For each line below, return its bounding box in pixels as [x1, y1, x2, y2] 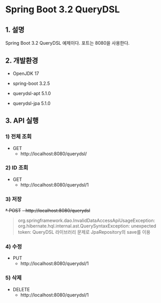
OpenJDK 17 [12, 70, 39, 77]
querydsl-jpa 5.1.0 [12, 100, 51, 106]
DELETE [12, 286, 30, 292]
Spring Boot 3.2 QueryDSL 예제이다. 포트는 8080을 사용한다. [5, 40, 130, 46]
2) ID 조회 [5, 164, 28, 172]
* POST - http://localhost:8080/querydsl [5, 207, 91, 214]
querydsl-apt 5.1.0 [12, 90, 51, 96]
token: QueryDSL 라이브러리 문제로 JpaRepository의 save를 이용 [17, 229, 151, 235]
